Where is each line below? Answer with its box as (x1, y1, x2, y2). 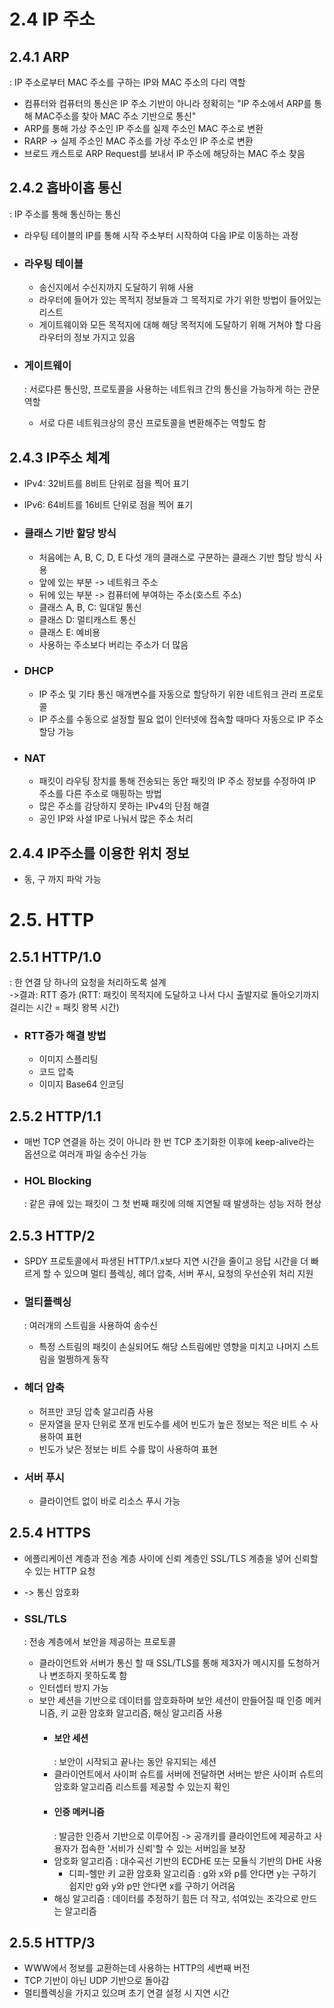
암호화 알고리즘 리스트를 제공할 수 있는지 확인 (53, 1781, 231, 1793)
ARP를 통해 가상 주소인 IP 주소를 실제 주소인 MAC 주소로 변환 (23, 123, 264, 134)
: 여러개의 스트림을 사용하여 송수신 (23, 1320, 158, 1332)
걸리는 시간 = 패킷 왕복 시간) (9, 1001, 120, 1013)
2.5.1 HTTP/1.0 (9, 948, 102, 965)
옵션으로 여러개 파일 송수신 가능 (23, 1148, 147, 1160)
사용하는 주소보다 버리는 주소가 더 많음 (38, 638, 189, 650)
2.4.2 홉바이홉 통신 (9, 180, 122, 197)
